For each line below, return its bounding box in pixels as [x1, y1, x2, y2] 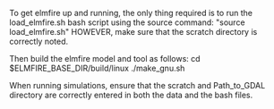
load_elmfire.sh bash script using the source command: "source [9, 17, 245, 28]
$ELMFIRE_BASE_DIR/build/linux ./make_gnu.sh [9, 63, 185, 73]
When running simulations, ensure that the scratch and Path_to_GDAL [9, 80, 266, 90]
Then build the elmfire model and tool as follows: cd [9, 54, 201, 63]
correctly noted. [9, 36, 69, 46]
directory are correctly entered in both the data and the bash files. [9, 89, 253, 100]
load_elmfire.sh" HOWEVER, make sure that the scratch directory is [9, 27, 258, 37]
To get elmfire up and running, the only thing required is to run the [9, 8, 253, 18]
